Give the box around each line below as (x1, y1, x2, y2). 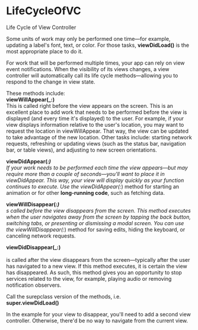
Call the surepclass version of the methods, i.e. (6, 293, 122, 300)
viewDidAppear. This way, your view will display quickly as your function (6, 177, 184, 184)
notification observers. (6, 281, 62, 289)
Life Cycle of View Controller (6, 24, 76, 31)
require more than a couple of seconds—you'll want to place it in (6, 170, 165, 177)
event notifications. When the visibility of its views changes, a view (6, 65, 170, 72)
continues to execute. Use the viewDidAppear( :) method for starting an (6, 182, 180, 190)
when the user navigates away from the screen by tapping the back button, (6, 213, 191, 220)
